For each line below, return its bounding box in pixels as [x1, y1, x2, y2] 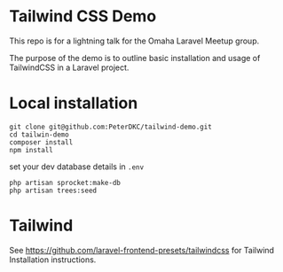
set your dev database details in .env [9, 161, 145, 172]
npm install [9, 145, 53, 154]
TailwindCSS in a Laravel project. [9, 62, 130, 73]
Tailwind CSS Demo [9, 6, 157, 27]
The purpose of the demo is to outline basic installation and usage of [9, 52, 261, 63]
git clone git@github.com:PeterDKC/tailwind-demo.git [9, 122, 213, 131]
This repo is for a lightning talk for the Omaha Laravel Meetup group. [9, 35, 260, 46]
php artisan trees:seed [9, 186, 98, 195]
